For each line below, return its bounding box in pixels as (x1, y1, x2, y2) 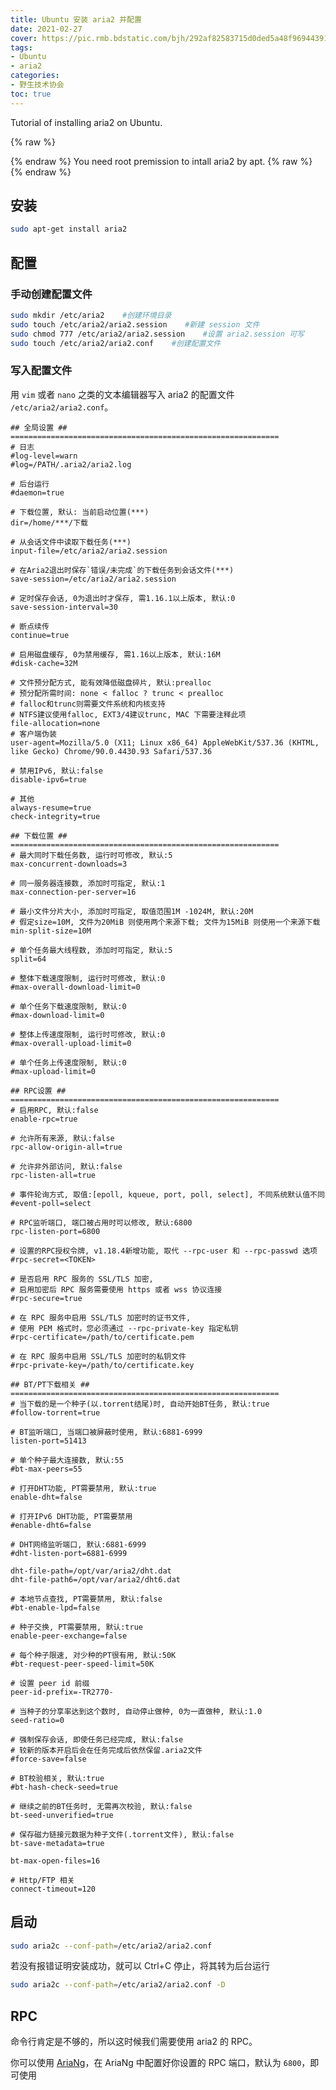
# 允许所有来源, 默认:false (10, 1133, 115, 1143)
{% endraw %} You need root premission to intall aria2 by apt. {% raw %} (10, 155, 313, 167)
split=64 (10, 954, 47, 964)
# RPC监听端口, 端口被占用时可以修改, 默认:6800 (10, 1217, 193, 1228)
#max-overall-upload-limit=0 (10, 1038, 132, 1048)
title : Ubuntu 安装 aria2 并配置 (10, 14, 142, 25)
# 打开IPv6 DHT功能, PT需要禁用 (10, 1511, 133, 1521)
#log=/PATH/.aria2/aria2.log (10, 459, 132, 470)
